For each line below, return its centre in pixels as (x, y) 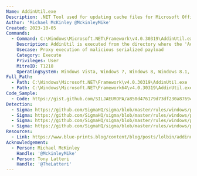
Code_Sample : (22, 93)
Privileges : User (38, 60)
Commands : (18, 33)
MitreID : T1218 (35, 66)
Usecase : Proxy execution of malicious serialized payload (90, 50)
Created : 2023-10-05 (31, 28)
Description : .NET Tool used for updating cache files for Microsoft (93, 17)
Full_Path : (19, 77)
